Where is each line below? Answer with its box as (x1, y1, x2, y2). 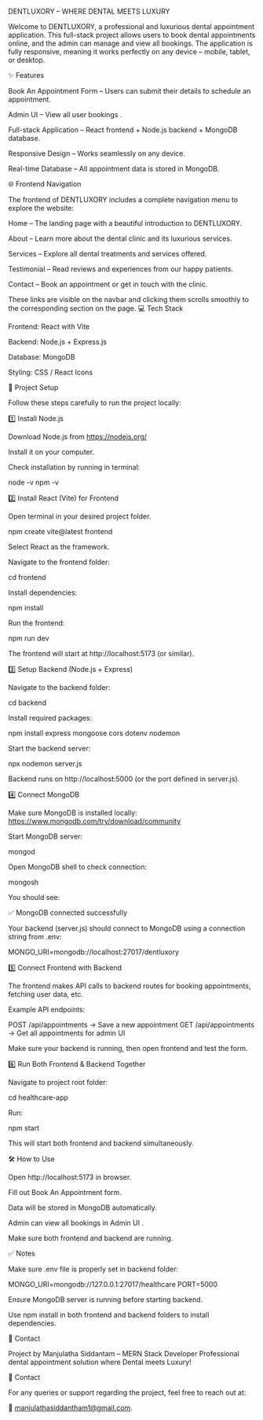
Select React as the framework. (8, 542, 110, 551)
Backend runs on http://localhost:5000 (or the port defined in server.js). (8, 774, 240, 784)
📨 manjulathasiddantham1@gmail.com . (8, 1403, 133, 1412)
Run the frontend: (8, 618, 65, 628)
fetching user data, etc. (8, 990, 84, 998)
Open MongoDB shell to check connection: (8, 862, 148, 872)
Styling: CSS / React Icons (8, 367, 93, 377)
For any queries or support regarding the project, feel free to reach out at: (8, 1388, 247, 1397)
